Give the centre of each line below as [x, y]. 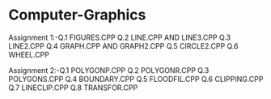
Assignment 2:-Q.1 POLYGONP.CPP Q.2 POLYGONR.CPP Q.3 [109, 70]
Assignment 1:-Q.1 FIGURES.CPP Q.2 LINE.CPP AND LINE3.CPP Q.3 [120, 37]
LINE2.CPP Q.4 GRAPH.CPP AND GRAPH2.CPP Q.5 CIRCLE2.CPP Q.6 [123, 45]
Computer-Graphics [77, 15]
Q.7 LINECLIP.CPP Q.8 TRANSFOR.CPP [73, 88]
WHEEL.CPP [29, 54]
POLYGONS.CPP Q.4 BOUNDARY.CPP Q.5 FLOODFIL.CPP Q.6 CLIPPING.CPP [136, 79]
